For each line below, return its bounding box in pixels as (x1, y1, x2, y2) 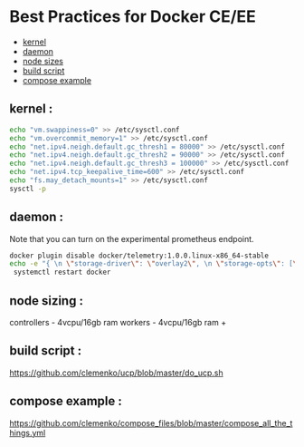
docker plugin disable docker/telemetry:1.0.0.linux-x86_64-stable (9, 251, 270, 260)
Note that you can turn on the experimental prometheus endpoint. (9, 233, 255, 244)
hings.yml (9, 427, 46, 438)
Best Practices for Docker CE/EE (9, 6, 256, 27)
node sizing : (9, 293, 84, 308)
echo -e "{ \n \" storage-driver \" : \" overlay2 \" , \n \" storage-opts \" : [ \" (9, 259, 301, 268)
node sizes (22, 55, 63, 66)
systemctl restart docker (13, 267, 111, 277)
